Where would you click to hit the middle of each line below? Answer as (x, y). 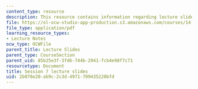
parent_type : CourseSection (41, 55)
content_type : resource (35, 11)
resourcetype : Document (35, 66)
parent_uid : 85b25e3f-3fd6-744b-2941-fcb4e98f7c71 (70, 60)
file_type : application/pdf (41, 28)
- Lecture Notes (26, 39)
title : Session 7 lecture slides (47, 71)
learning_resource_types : (38, 33)
